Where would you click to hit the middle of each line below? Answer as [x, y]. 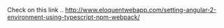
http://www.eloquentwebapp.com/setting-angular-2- [141, 10]
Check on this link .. [35, 10]
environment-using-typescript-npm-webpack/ [74, 17]
